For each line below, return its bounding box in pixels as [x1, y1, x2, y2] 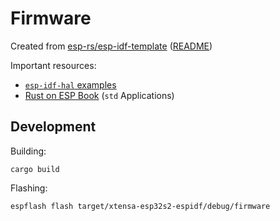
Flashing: [10, 182, 48, 194]
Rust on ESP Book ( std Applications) [24, 89, 175, 101]
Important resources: [10, 59, 97, 71]
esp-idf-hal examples [24, 78, 117, 91]
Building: [10, 145, 47, 157]
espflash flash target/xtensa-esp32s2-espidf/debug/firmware [10, 201, 271, 211]
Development [10, 118, 97, 136]
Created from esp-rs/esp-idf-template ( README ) [10, 40, 213, 52]
